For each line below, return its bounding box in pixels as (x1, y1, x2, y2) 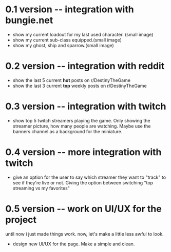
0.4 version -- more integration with (5, 146, 162, 158)
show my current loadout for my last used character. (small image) (12, 31, 154, 37)
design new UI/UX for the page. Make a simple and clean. (12, 241, 135, 247)
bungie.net (5, 14, 53, 26)
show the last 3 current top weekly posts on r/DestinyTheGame (12, 82, 147, 89)
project (5, 214, 37, 225)
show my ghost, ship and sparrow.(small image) (12, 42, 114, 48)
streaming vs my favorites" (12, 185, 70, 191)
